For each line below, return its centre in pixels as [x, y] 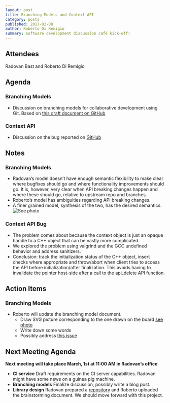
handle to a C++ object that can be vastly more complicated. [76, 240]
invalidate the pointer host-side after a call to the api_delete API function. [89, 273]
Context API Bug [26, 224]
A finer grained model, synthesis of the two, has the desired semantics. [87, 205]
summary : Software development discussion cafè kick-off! [68, 33]
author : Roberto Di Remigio [35, 29]
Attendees [22, 54]
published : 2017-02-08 [29, 24]
